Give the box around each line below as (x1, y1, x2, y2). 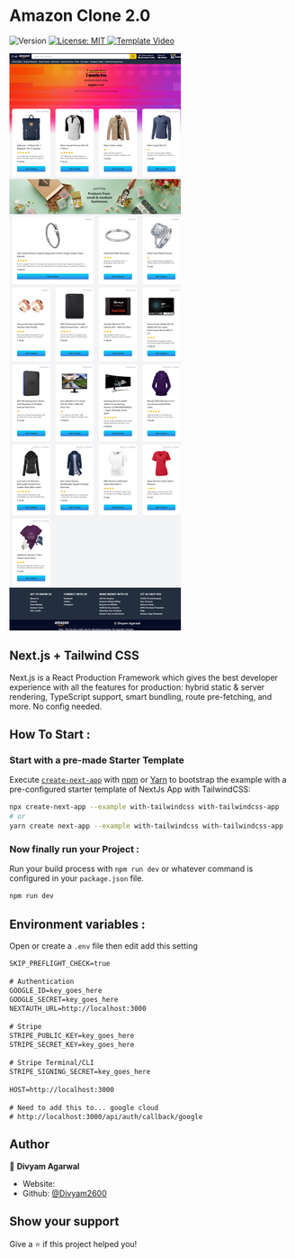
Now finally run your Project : (9, 842, 139, 855)
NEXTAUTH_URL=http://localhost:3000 (9, 1005, 147, 1014)
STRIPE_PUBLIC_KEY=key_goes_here (9, 1032, 135, 1041)
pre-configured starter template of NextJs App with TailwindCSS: (9, 784, 252, 794)
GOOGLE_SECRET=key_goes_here (9, 996, 119, 1005)
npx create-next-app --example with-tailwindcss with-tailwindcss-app (9, 803, 280, 812)
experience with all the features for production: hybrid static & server (9, 682, 265, 693)
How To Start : (9, 727, 91, 742)
